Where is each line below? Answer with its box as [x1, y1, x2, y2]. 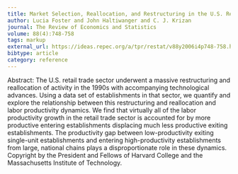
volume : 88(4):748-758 [7, 30, 74, 37]
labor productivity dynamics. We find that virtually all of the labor [7, 105, 197, 114]
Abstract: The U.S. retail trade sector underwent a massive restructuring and [7, 76, 231, 84]
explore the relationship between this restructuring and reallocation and [7, 98, 216, 107]
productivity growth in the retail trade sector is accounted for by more [7, 113, 211, 122]
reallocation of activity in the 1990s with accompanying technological [7, 83, 210, 92]
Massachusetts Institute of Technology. [7, 158, 123, 167]
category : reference [7, 57, 69, 64]
